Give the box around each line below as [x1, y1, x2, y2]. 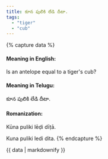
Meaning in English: [6, 55, 56, 62]
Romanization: [6, 110, 43, 117]
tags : [6, 14, 20, 20]
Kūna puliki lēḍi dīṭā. [6, 123, 56, 131]
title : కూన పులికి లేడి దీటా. [6, 8, 68, 15]
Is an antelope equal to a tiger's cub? [6, 68, 97, 75]
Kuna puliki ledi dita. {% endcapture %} [6, 135, 103, 142]
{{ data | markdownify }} [6, 146, 66, 153]
